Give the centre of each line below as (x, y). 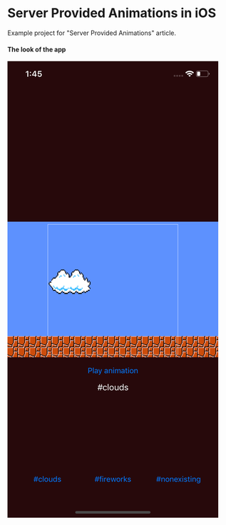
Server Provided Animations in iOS (112, 13)
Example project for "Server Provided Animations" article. (92, 33)
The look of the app (37, 49)
